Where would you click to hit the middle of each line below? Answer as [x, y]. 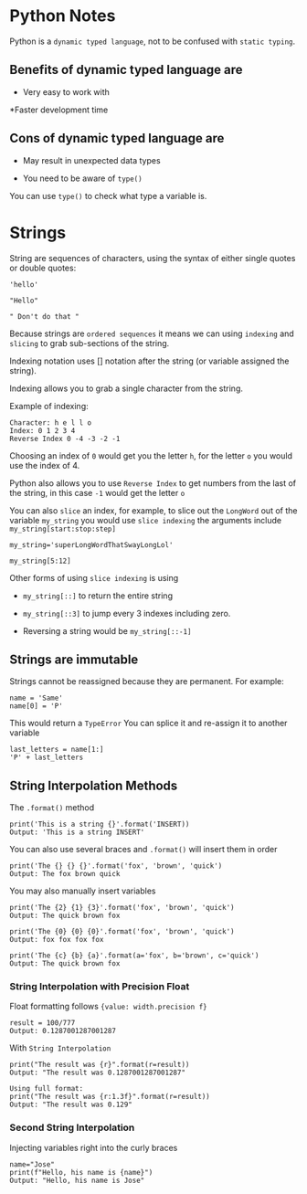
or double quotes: [43, 268]
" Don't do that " [44, 316]
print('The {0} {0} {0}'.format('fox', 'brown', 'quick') [122, 932]
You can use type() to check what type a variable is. [108, 195]
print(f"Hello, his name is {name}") [81, 1172]
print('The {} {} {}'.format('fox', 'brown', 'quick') [116, 866]
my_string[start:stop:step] [63, 529]
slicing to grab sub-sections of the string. [90, 343]
